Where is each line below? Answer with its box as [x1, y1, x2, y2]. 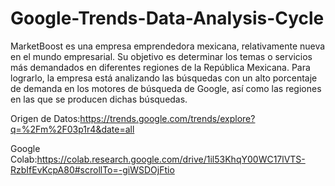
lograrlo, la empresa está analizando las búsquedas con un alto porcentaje [10, 72, 318, 84]
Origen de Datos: [10, 112, 81, 124]
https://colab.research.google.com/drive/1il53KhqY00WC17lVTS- [36, 153, 306, 165]
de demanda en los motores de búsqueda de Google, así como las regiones [10, 82, 322, 94]
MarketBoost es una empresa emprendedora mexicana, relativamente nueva [10, 40, 326, 52]
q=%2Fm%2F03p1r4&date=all [10, 123, 135, 135]
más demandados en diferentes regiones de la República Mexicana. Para [10, 61, 311, 73]
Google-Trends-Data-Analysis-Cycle [10, 7, 325, 30]
